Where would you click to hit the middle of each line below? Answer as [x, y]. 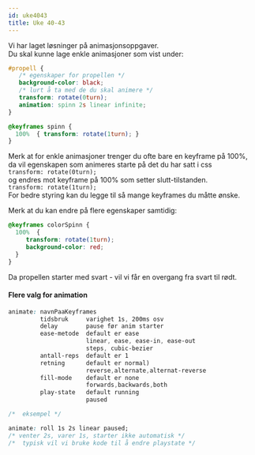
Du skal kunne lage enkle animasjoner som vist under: [96, 54]
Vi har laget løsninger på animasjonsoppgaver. [84, 45]
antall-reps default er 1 [84, 355]
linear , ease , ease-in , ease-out [141, 341]
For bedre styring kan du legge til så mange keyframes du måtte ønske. [124, 195]
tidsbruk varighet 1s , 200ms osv [102, 319]
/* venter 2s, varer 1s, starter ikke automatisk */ [97, 435]
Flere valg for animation [48, 295]
